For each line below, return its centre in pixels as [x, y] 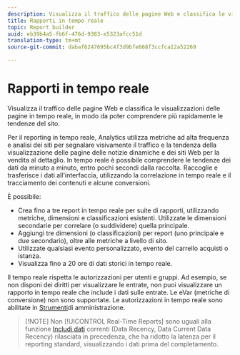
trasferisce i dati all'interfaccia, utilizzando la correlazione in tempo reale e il [119, 175]
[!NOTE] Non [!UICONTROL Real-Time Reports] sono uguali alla [118, 321]
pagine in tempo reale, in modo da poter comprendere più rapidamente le [115, 115]
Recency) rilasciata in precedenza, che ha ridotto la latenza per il [120, 336]
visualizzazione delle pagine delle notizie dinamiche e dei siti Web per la [114, 152]
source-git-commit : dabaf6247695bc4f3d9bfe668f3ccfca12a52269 [102, 47]
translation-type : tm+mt [44, 41]
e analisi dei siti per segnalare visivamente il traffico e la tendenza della [112, 145]
